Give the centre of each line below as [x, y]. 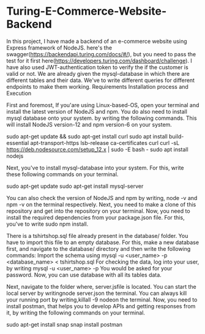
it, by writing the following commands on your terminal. [76, 313]
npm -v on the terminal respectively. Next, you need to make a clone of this [101, 204]
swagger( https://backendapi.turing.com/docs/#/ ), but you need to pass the [101, 54]
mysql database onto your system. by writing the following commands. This [102, 118]
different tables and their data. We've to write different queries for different [100, 80]
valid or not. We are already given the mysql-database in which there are [98, 73]
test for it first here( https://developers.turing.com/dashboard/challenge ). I [99, 61]
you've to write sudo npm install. [47, 224]
